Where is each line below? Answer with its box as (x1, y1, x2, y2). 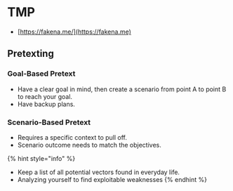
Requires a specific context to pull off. (17, 133, 128, 141)
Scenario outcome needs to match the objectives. (17, 140, 161, 149)
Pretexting (7, 48, 54, 60)
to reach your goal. (17, 92, 72, 100)
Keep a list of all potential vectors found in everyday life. (17, 168, 180, 176)
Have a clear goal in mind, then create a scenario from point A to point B (17, 85, 227, 93)
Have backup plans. (17, 100, 76, 108)
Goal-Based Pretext (7, 69, 76, 79)
